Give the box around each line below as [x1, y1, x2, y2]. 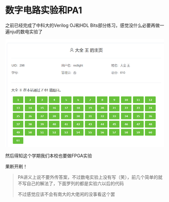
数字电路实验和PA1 [5, 5, 82, 16]
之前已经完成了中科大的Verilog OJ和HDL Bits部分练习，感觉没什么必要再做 [5, 22, 160, 28]
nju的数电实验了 [9, 28, 43, 34]
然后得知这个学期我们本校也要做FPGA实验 [5, 153, 92, 159]
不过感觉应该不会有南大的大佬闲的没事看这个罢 [17, 191, 115, 197]
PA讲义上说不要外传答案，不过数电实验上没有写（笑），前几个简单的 [17, 174, 158, 180]
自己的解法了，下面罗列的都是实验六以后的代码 [26, 180, 124, 187]
